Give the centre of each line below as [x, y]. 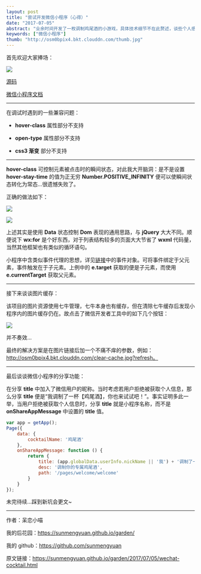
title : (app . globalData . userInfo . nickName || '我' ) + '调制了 [115, 462]
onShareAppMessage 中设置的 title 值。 [57, 411]
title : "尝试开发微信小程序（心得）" [47, 17]
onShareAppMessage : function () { [60, 450]
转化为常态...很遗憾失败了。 [45, 184]
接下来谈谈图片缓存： [32, 293]
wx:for [32, 240]
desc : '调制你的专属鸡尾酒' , [70, 467]
